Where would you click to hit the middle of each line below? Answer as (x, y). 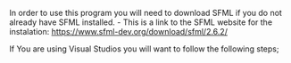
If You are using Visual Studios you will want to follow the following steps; (144, 49)
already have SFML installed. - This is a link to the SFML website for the (141, 22)
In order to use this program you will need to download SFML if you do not (146, 13)
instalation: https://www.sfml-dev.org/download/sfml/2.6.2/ (118, 31)
